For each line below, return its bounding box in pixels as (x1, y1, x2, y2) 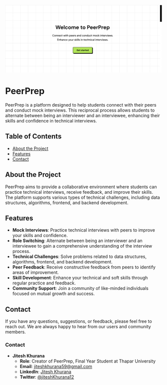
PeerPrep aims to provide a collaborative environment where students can (5, 184, 157, 190)
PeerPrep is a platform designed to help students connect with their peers (5, 102, 157, 108)
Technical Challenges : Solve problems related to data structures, (12, 254, 147, 259)
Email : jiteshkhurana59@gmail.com (19, 363, 92, 369)
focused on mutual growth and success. (12, 291, 95, 297)
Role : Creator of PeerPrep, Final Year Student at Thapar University (19, 358, 156, 364)
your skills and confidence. (12, 233, 68, 239)
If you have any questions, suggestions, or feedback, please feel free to (5, 318, 153, 324)
